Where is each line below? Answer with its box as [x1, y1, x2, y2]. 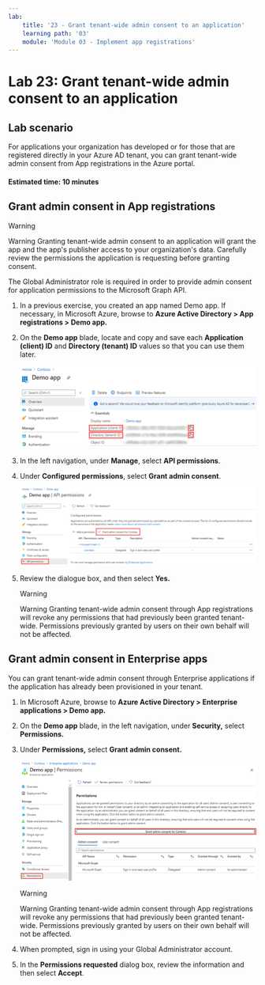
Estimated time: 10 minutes [8, 176, 99, 186]
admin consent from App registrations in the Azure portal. [8, 159, 196, 169]
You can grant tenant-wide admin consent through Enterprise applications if [8, 673, 255, 683]
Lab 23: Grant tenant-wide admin [8, 73, 230, 91]
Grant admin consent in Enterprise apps [8, 653, 208, 666]
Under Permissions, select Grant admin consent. [19, 744, 183, 754]
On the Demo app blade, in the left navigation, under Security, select [19, 721, 244, 730]
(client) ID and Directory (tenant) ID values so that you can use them [19, 341, 244, 350]
